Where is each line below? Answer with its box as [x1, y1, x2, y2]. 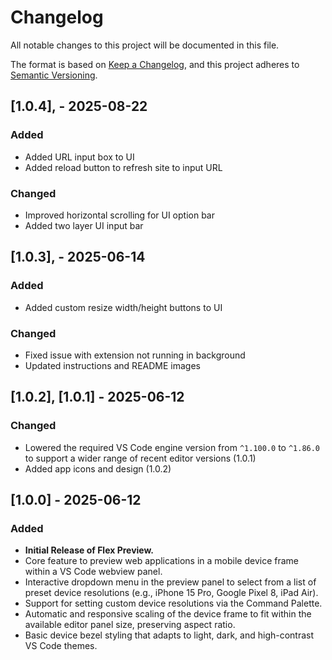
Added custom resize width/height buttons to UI [24, 301, 223, 313]
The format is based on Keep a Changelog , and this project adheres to [10, 58, 300, 70]
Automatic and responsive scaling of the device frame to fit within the [24, 608, 312, 620]
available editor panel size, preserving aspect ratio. [24, 619, 236, 631]
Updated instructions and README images [24, 359, 201, 371]
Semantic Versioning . [10, 69, 98, 81]
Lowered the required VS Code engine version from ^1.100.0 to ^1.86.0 [24, 441, 321, 453]
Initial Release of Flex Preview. [24, 544, 155, 556]
